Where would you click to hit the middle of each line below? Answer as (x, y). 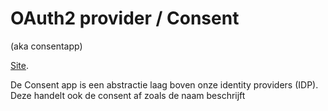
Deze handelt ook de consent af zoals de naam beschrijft (128, 95)
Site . (20, 65)
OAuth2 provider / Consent (125, 18)
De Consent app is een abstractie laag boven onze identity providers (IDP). (164, 84)
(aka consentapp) (46, 46)
